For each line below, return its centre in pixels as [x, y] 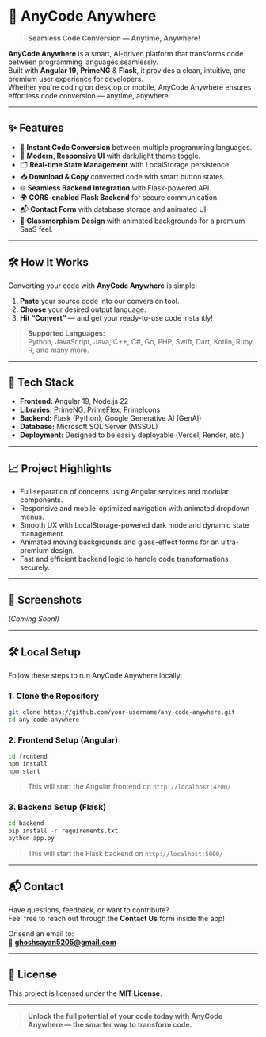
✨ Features [36, 128]
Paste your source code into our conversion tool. [99, 301]
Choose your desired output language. [83, 309]
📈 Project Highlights [60, 469]
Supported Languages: [66, 333]
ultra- [230, 542]
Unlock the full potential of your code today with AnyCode [125, 1016]
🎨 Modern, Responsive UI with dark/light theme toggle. [110, 156]
